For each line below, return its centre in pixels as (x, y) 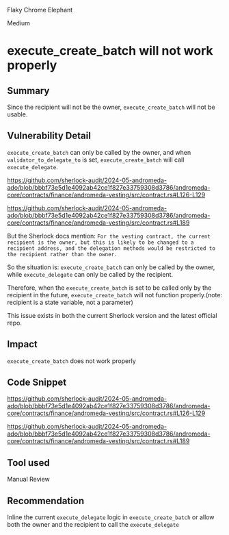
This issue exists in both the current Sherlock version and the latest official (112, 315)
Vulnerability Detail (49, 136)
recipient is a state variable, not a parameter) (70, 302)
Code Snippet (37, 383)
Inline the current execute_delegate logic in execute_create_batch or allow (111, 517)
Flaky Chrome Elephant (40, 10)
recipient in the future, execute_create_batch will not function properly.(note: (115, 295)
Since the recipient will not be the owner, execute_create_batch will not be (111, 107)
